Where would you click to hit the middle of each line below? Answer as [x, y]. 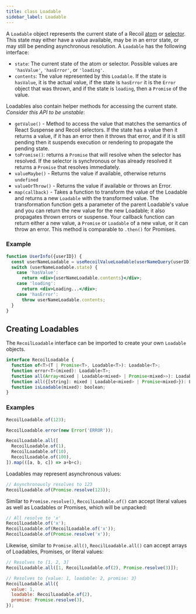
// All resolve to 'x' [34, 518]
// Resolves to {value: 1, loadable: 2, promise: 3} [71, 578]
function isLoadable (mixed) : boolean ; [59, 387]
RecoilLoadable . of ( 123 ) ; [36, 420]
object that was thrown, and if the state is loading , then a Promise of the [101, 88]
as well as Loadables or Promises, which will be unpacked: [77, 507]
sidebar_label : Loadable [36, 17]
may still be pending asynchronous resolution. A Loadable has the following [96, 46]
